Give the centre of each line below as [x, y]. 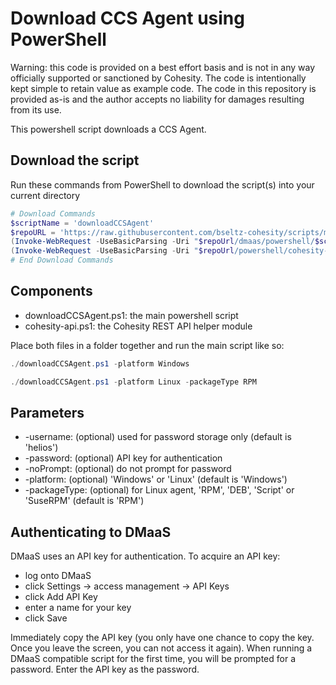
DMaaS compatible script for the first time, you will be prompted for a [153, 659]
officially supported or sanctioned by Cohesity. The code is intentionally [158, 78]
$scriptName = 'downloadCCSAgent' [82, 223]
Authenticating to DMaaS [91, 532]
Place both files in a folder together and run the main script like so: [147, 345]
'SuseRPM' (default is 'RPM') [84, 501]
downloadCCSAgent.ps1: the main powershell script [131, 315]
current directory [45, 195]
